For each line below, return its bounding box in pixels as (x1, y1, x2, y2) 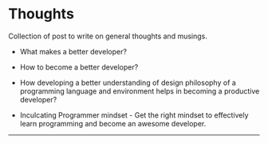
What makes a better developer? (19, 46, 128, 56)
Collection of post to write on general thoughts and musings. (8, 31, 207, 41)
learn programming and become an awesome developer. (19, 118, 207, 128)
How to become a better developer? (19, 62, 139, 72)
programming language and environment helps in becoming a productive (19, 86, 260, 96)
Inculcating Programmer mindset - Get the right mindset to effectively (19, 110, 249, 120)
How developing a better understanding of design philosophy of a (19, 78, 237, 87)
